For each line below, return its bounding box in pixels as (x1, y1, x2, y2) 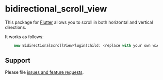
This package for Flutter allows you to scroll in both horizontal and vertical (5, 19, 153, 25)
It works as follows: (5, 34, 44, 40)
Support (5, 56, 31, 65)
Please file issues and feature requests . (5, 69, 84, 75)
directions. (5, 24, 27, 30)
